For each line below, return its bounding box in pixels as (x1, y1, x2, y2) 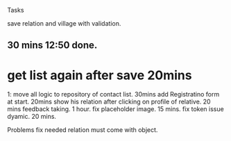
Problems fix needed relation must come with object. (7, 126, 158, 134)
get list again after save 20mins (7, 67, 192, 83)
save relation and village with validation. (7, 19, 121, 27)
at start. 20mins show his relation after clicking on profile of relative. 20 (7, 97, 211, 106)
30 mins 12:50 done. (7, 40, 98, 51)
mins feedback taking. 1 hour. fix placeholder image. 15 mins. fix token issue (7, 105, 224, 113)
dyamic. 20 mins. (7, 113, 57, 121)
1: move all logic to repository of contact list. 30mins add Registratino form (7, 90, 220, 99)
